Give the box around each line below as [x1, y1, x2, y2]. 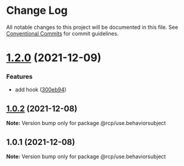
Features [6, 73, 33, 81]
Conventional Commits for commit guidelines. [6, 29, 119, 37]
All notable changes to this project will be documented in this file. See [6, 23, 179, 31]
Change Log [6, 4, 68, 17]
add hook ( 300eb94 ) [14, 86, 67, 93]
